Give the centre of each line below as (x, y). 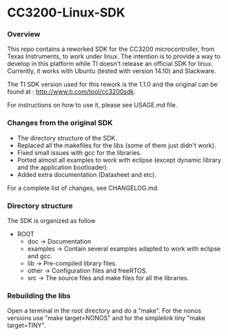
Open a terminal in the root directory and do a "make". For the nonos (104, 311)
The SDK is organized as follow (52, 221)
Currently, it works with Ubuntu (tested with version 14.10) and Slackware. (112, 71)
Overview (24, 34)
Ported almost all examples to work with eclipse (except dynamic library (119, 160)
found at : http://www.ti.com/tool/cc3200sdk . (71, 92)
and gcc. (40, 256)
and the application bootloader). (63, 167)
